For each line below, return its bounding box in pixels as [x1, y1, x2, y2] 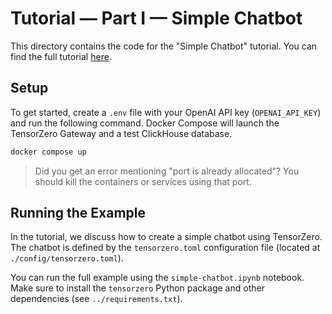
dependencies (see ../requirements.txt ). [10, 293, 183, 305]
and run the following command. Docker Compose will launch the [10, 117, 280, 129]
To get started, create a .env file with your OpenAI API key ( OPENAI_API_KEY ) [10, 106, 322, 118]
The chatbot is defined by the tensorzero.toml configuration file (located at [10, 242, 321, 254]
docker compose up [10, 147, 87, 157]
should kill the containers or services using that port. [34, 175, 252, 187]
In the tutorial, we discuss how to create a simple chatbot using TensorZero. [10, 231, 323, 243]
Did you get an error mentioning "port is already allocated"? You [34, 165, 300, 177]
